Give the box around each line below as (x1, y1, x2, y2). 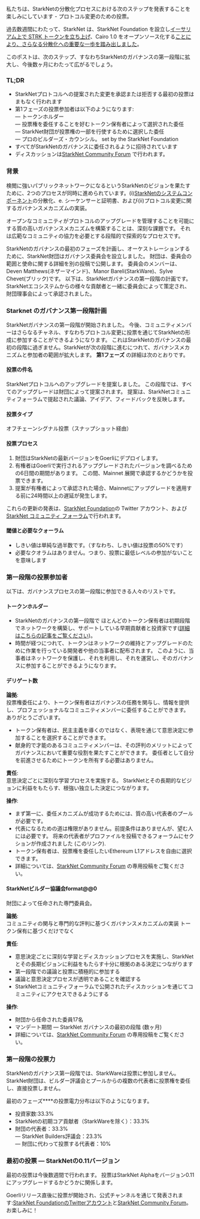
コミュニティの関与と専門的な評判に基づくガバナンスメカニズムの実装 (6, 919, 179, 927)
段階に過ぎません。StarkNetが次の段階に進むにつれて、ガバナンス (16, 343, 180, 351)
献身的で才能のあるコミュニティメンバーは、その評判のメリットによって (14, 742, 193, 749)
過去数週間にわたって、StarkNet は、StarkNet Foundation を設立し (6, 26, 171, 32)
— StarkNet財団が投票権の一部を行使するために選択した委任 (14, 128, 165, 135)
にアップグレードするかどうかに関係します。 (6, 1179, 116, 1186)
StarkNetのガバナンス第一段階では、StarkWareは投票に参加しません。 (6, 1069, 180, 1077)
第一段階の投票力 (6, 1054, 56, 1063)
